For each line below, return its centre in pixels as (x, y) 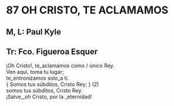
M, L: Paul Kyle (34, 32)
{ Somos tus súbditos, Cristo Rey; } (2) (53, 84)
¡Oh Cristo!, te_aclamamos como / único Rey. (60, 66)
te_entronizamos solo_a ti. (38, 78)
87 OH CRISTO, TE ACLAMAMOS (87, 10)
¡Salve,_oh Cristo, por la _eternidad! (49, 97)
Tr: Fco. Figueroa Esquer (52, 51)
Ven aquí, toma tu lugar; (35, 72)
